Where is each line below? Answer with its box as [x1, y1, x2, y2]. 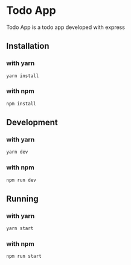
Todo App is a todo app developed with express [6, 23, 126, 31]
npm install [6, 101, 36, 107]
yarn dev [6, 149, 28, 155]
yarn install [6, 73, 39, 79]
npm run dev [6, 177, 36, 183]
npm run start [6, 254, 42, 260]
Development [6, 117, 59, 128]
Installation [6, 41, 50, 51]
